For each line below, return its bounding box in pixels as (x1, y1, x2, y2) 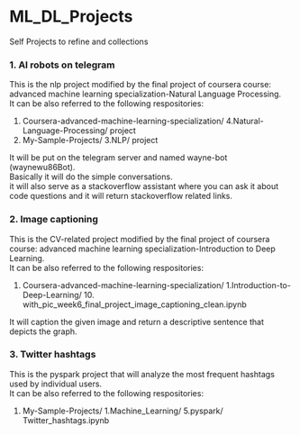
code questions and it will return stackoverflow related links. (9, 191, 232, 202)
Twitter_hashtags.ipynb (22, 414, 110, 425)
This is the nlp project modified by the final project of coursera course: (9, 79, 272, 90)
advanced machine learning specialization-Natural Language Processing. (9, 88, 282, 100)
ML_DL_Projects (9, 6, 133, 27)
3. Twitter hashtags (9, 349, 96, 361)
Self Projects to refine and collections (9, 36, 149, 47)
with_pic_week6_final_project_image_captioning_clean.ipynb (22, 299, 248, 310)
